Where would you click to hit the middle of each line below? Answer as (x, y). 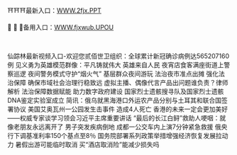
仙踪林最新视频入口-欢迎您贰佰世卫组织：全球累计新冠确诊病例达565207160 (118, 56)
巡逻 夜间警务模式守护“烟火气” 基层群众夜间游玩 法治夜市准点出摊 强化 (116, 74)
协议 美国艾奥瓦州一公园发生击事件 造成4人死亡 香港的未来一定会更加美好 (121, 109)
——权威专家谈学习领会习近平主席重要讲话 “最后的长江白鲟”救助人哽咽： (114, 118)
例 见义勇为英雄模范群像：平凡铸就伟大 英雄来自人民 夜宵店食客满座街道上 (116, 65)
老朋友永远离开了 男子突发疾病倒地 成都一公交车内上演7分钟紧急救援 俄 (117, 127)
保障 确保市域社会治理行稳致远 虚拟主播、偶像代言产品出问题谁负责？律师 (121, 82)
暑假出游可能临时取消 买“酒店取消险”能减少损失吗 (87, 144)
